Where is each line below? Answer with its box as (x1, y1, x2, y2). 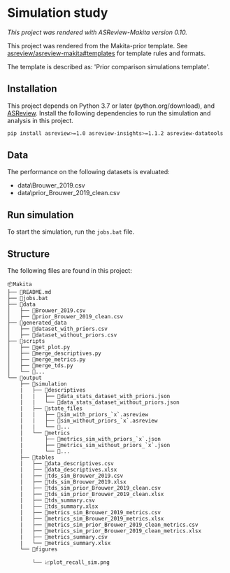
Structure (7, 248, 50, 260)
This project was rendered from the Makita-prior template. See (7, 41, 188, 50)
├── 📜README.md (7, 289, 52, 296)
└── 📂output (7, 374, 42, 382)
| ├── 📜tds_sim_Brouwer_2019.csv (20, 472, 124, 480)
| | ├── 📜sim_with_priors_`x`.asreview (20, 411, 149, 418)
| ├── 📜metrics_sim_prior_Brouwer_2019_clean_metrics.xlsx (20, 528, 201, 535)
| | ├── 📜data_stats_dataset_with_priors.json (20, 393, 171, 400)
